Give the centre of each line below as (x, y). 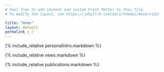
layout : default (21, 27)
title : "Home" (20, 23)
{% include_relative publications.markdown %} (52, 65)
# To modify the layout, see (35, 14)
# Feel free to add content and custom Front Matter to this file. (75, 9)
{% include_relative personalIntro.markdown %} (53, 46)
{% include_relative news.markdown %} (45, 55)
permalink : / (20, 32)
